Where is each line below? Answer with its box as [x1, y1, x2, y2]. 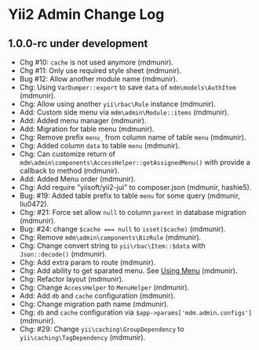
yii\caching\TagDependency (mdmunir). [19, 333, 146, 342]
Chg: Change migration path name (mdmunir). [19, 300, 169, 308]
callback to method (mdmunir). [19, 166, 120, 175]
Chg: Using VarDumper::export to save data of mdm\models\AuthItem [19, 82, 237, 92]
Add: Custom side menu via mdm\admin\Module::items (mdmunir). [19, 108, 230, 117]
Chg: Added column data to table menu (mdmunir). [19, 141, 181, 150]
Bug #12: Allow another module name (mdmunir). [19, 75, 178, 83]
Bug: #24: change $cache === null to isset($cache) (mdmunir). [19, 224, 226, 233]
